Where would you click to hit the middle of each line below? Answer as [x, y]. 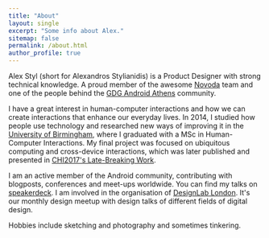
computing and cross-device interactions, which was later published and [129, 151]
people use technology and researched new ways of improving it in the [126, 126]
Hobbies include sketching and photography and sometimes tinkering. [125, 225]
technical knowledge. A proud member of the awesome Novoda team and [131, 84]
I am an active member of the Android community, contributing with [120, 175]
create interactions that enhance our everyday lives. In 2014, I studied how [132, 117]
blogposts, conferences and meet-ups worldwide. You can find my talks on [133, 184]
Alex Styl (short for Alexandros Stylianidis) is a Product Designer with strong [135, 76]
